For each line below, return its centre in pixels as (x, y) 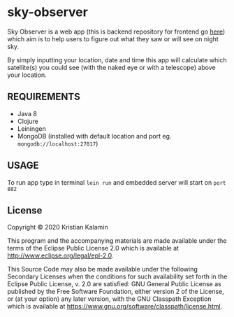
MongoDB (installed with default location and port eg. (94, 136)
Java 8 (27, 113)
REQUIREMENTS (44, 97)
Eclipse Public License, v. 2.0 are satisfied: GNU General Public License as (114, 284)
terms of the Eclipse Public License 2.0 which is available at (93, 248)
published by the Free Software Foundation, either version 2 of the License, (116, 292)
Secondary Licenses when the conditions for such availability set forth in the (117, 276)
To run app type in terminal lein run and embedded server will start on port (117, 182)
